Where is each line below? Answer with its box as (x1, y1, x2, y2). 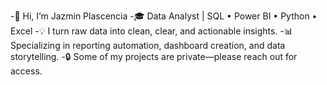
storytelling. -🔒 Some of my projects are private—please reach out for (10, 51, 298, 62)
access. (10, 65, 43, 77)
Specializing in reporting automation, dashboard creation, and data (10, 40, 286, 51)
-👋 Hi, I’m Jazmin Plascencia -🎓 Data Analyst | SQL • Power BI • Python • (10, 10, 318, 22)
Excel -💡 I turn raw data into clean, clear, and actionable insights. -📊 (10, 25, 293, 37)
